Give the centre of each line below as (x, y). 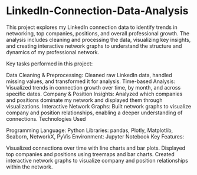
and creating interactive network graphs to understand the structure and (94, 46)
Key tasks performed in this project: (50, 64)
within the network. (29, 167)
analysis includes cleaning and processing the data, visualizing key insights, (98, 39)
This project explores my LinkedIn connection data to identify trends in (92, 27)
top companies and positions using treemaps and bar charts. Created (91, 154)
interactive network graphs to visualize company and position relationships (97, 160)
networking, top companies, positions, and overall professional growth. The (98, 33)
